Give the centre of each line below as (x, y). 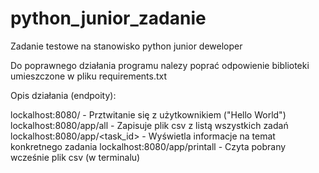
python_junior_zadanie (108, 18)
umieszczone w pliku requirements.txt (89, 76)
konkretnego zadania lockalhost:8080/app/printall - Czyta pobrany (148, 146)
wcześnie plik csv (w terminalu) (75, 157)
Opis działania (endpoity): (63, 95)
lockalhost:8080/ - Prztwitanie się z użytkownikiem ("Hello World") (148, 114)
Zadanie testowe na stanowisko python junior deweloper (126, 46)
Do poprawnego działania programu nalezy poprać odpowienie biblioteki (160, 65)
